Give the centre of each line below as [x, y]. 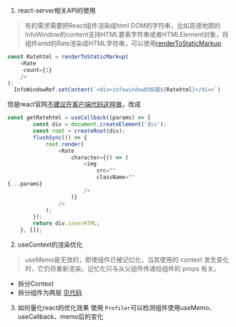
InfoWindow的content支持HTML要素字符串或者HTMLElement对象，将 [127, 34]
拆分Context [36, 284]
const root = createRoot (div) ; [79, 131]
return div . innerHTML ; [66, 224]
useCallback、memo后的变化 [60, 316]
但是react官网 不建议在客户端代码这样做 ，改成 [74, 104]
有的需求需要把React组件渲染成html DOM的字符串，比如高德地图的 [123, 26]
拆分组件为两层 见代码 [50, 293]
